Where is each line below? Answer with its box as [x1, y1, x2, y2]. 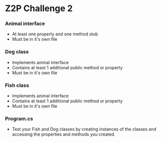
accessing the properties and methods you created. [12, 131, 116, 137]
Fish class [5, 82, 29, 89]
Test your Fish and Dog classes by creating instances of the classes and [12, 126, 156, 132]
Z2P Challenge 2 [5, 3, 73, 14]
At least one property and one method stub [12, 31, 98, 37]
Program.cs [5, 115, 33, 122]
